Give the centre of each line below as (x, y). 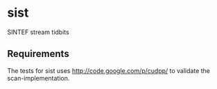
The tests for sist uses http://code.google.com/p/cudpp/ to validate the (108, 70)
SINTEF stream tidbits (38, 32)
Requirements (38, 54)
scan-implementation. (38, 78)
